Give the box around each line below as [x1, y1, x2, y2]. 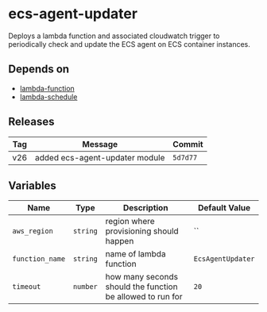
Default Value [198, 202, 251, 214]
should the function [105, 281, 178, 292]
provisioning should [105, 225, 179, 237]
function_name [12, 255, 66, 264]
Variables [8, 179, 57, 192]
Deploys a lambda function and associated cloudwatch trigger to [8, 31, 220, 40]
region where [105, 216, 155, 227]
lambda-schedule [19, 92, 78, 102]
